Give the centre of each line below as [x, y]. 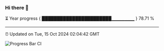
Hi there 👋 [17, 8]
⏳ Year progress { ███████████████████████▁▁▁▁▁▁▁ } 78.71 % [80, 18]
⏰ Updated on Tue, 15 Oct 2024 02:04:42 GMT [52, 34]
